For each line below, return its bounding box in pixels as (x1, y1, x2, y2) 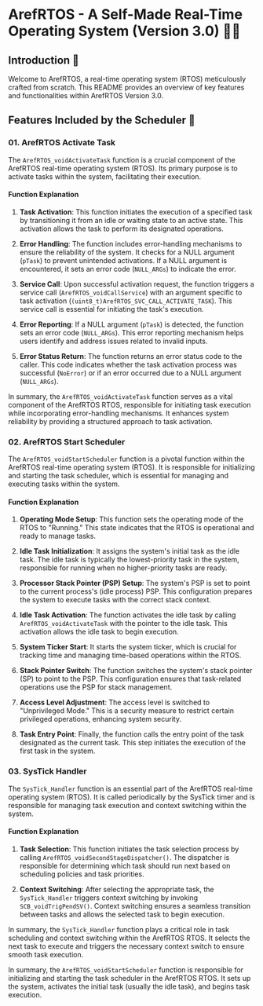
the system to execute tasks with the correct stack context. (19, 595, 212, 605)
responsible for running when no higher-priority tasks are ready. (19, 563, 228, 573)
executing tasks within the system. (8, 479, 120, 488)
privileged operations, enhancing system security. (19, 715, 182, 724)
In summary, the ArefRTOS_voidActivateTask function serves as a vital (8, 391, 233, 401)
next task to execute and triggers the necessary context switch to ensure (8, 941, 245, 951)
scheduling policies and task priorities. (19, 869, 144, 879)
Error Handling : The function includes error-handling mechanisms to (19, 239, 243, 248)
